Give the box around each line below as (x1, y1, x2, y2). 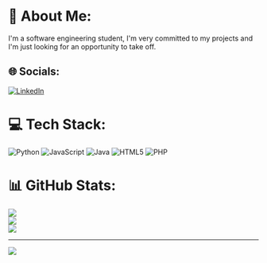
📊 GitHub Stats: (8, 176, 117, 194)
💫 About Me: (8, 7, 92, 25)
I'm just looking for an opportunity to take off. (8, 41, 157, 51)
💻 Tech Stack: (8, 115, 106, 133)
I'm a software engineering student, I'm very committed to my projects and (8, 33, 253, 43)
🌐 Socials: (8, 65, 60, 79)
